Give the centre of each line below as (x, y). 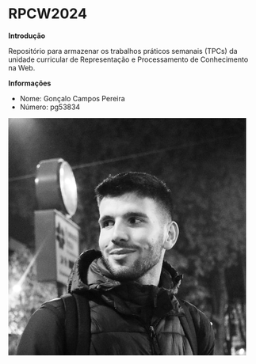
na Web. (22, 67)
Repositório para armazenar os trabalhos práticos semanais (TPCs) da (123, 51)
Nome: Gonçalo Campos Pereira (72, 98)
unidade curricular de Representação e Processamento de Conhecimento (128, 59)
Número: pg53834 (50, 107)
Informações (30, 83)
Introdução (27, 36)
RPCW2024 (48, 14)
